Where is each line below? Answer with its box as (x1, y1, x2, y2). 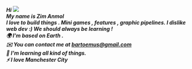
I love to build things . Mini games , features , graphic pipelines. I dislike (6, 19, 186, 26)
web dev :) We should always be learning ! (6, 26, 113, 32)
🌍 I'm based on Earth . (6, 32, 64, 39)
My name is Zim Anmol (6, 12, 64, 20)
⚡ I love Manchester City (6, 57, 68, 63)
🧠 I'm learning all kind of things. (6, 49, 87, 57)
